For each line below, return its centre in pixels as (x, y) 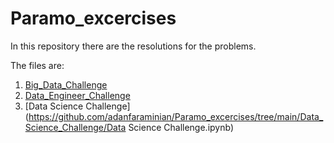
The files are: (37, 65)
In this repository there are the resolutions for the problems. (133, 46)
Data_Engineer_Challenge (77, 95)
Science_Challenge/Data (75, 127)
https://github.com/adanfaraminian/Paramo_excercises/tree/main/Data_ (176, 116)
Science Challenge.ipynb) (181, 127)
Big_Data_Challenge (66, 84)
